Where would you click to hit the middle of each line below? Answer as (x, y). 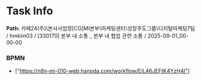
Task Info (30, 11)
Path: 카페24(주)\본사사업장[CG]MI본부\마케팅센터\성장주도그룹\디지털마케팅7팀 (101, 28)
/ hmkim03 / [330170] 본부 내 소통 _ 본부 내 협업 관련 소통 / (76, 36)
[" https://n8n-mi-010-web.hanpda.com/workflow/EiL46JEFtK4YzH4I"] (102, 71)
